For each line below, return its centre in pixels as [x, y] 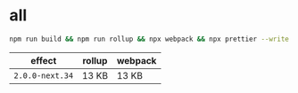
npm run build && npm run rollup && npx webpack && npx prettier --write [149, 39]
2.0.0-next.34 [44, 75]
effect [44, 60]
